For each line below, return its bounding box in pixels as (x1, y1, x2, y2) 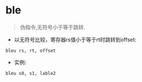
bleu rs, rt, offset (5, 47, 57, 53)
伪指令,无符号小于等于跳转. (19, 23, 85, 30)
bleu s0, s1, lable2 (5, 70, 57, 76)
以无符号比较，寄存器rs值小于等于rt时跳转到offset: (14, 36, 137, 43)
